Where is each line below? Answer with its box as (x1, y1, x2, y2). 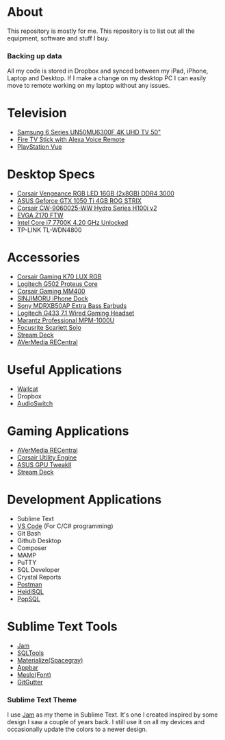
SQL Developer (16, 565, 60, 573)
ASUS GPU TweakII (16, 460, 72, 468)
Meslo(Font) (16, 670, 51, 679)
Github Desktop (16, 536, 62, 545)
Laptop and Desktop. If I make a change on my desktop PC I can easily (7, 74, 207, 82)
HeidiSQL (16, 587, 44, 595)
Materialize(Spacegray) (16, 656, 83, 664)
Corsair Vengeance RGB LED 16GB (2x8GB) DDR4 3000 (16, 189, 174, 198)
